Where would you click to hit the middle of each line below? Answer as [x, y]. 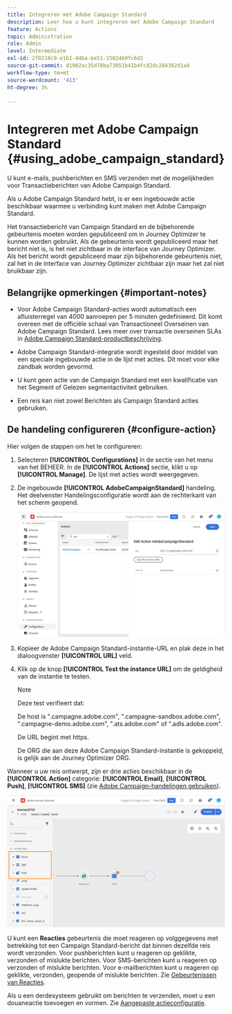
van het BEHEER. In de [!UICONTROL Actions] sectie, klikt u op [107, 467]
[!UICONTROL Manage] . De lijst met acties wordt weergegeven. [108, 474]
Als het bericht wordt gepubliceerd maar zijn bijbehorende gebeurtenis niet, [115, 256]
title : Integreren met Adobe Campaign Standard [77, 14]
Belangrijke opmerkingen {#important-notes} [107, 292]
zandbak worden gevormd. [56, 367]
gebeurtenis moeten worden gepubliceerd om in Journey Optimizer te [106, 234]
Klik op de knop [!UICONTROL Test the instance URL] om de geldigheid [120, 669]
